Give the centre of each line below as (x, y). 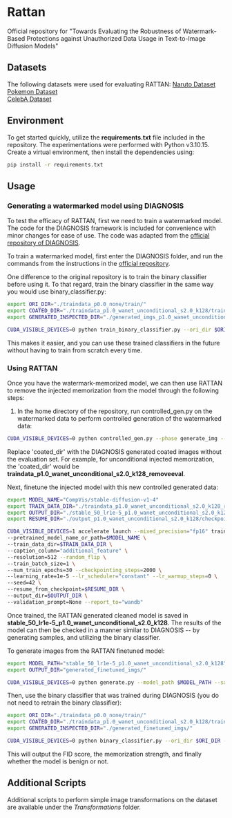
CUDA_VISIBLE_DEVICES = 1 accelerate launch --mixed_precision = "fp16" (108, 532)
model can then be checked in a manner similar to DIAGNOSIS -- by (104, 630)
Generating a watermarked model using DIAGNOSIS (96, 206)
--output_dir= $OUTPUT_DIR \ (48, 596)
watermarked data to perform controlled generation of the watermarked (119, 418)
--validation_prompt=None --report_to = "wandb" (75, 602)
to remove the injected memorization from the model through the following (113, 390)
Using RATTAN (32, 368)
